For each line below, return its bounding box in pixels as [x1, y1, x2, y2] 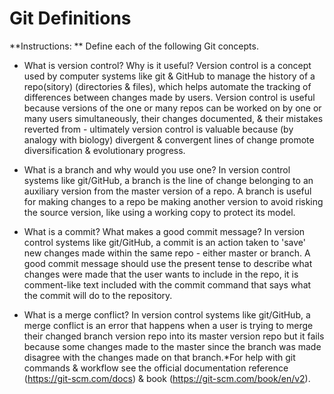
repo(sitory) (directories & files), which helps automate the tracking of [23, 80, 312, 92]
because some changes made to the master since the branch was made [23, 340, 322, 352]
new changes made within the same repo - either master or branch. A [23, 247, 311, 259]
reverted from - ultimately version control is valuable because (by [23, 123, 294, 135]
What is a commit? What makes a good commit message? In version [23, 225, 306, 237]
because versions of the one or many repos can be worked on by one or [23, 102, 322, 114]
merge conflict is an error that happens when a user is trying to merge [23, 319, 314, 331]
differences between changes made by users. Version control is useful [23, 91, 316, 103]
